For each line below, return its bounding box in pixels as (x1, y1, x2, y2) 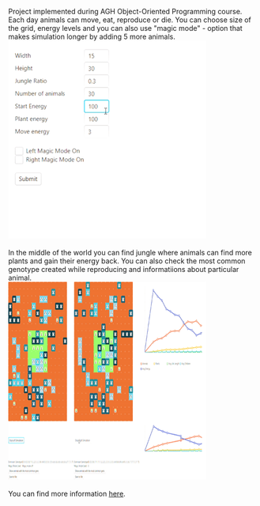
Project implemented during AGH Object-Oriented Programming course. (8, 7, 243, 16)
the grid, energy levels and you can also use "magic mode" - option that (8, 24, 243, 32)
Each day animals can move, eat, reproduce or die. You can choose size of (8, 15, 251, 25)
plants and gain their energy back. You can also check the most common (8, 256, 246, 266)
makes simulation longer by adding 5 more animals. (8, 32, 175, 41)
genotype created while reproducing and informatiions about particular (8, 265, 239, 274)
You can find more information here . (8, 489, 126, 498)
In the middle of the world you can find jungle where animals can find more (8, 248, 253, 257)
